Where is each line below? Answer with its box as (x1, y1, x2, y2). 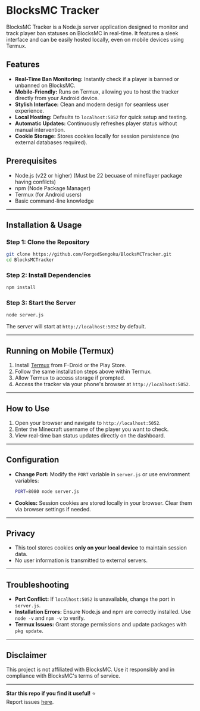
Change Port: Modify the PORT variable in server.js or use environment (14, 470, 190, 477)
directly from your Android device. (14, 94, 99, 101)
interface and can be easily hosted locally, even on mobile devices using (6, 36, 185, 43)
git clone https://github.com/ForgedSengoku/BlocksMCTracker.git (6, 252, 171, 257)
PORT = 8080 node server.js (14, 488, 79, 495)
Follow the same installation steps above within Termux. (14, 368, 152, 375)
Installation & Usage (6, 220, 82, 230)
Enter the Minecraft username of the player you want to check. (14, 426, 169, 433)
